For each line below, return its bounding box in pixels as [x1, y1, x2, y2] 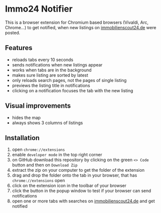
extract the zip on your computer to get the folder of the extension [12, 167, 145, 173]
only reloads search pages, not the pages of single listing [12, 77, 127, 83]
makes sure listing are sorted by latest [12, 72, 88, 78]
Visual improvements [5, 102, 71, 110]
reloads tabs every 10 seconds [12, 57, 74, 63]
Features [5, 44, 32, 52]
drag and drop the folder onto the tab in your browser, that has [12, 172, 137, 178]
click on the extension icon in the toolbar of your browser [12, 183, 127, 189]
